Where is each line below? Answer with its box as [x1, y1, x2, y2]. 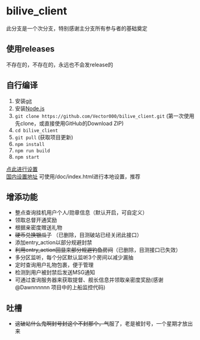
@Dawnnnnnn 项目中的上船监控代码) [14, 284, 106, 291]
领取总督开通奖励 [14, 217, 57, 224]
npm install [14, 141, 45, 147]
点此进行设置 [6, 165, 38, 172]
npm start [14, 154, 40, 160]
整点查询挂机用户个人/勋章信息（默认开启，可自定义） [14, 209, 148, 216]
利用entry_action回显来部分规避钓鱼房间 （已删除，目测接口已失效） [14, 247, 181, 254]
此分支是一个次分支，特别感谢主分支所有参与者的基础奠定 [6, 25, 147, 32]
